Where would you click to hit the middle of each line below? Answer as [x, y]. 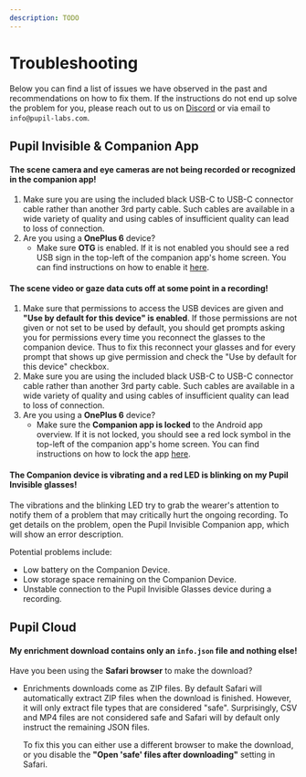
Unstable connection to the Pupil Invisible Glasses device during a [147, 589]
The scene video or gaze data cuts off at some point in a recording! [139, 288]
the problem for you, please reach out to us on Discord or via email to [140, 108]
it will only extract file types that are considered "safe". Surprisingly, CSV [160, 708]
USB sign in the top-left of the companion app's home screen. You [161, 257]
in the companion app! [53, 179]
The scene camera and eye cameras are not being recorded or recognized [153, 169]
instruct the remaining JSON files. [86, 728]
